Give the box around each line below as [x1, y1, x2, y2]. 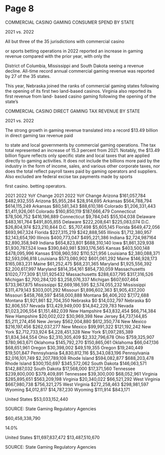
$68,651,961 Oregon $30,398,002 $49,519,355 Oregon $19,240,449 [5, 344, 143, 350]
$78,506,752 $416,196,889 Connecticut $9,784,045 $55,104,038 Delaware [5, 213, 156, 220]
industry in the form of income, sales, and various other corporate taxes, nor [5, 163, 160, 169]
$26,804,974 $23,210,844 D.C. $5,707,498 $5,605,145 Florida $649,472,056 [5, 224, 160, 230]
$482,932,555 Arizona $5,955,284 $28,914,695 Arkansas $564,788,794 [5, 198, 152, 204]
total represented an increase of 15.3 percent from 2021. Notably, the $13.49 [5, 147, 160, 153]
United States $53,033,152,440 [5, 396, 68, 402]
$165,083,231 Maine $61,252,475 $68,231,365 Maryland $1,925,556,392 [5, 261, 152, 266]
